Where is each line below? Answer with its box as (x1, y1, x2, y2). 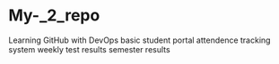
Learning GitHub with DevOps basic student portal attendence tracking (8, 35, 271, 45)
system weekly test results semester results (8, 44, 171, 54)
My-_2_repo (8, 5, 100, 26)
